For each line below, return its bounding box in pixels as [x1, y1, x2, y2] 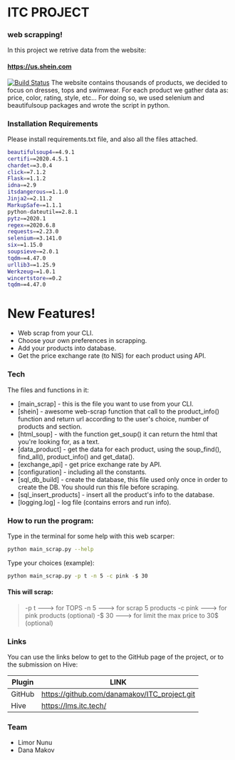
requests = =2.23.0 [7, 228, 59, 235]
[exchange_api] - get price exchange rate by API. [17, 460, 162, 468]
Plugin [11, 677, 34, 687]
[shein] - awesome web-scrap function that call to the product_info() [17, 407, 219, 416]
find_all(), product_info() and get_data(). [17, 452, 135, 461]
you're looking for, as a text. [17, 437, 100, 446]
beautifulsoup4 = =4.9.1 [7, 148, 75, 155]
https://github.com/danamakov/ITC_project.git [41, 689, 196, 699]
